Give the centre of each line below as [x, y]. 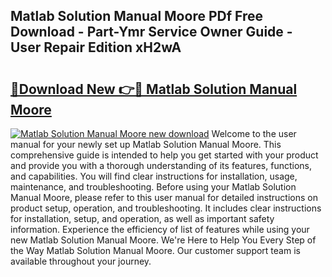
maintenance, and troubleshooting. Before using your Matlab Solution [153, 187]
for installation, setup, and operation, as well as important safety [142, 218]
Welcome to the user [254, 133]
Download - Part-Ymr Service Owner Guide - [151, 32]
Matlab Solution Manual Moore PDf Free [136, 16]
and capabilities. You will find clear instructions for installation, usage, [154, 176]
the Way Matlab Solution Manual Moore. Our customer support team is [155, 250]
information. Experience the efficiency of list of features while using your [160, 229]
